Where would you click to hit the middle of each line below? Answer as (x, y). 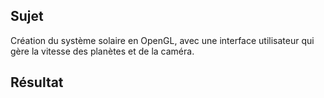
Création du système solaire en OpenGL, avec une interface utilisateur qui (162, 40)
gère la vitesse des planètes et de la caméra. (102, 51)
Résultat (37, 82)
